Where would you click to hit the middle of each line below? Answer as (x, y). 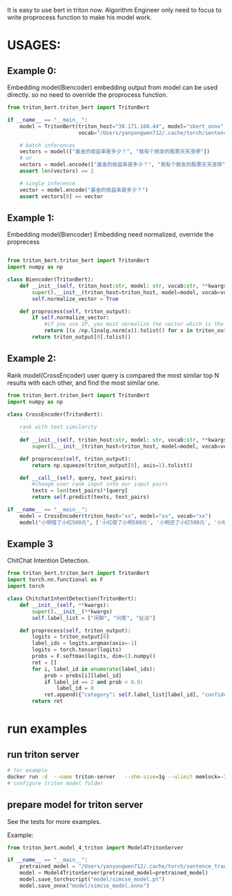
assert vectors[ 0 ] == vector (61, 196)
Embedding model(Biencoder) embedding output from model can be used (112, 87)
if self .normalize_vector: (71, 318)
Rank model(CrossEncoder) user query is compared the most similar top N (113, 375)
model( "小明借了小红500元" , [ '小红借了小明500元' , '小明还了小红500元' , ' (118, 522)
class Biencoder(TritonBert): (51, 280)
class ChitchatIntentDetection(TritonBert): (72, 599)
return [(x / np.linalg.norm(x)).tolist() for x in (118, 331)
